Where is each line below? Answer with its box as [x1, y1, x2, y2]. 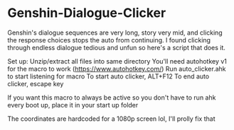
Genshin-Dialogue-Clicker [7, 5, 166, 21]
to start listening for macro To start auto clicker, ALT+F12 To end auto [7, 72, 210, 81]
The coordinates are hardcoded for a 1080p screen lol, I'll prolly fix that [7, 114, 216, 123]
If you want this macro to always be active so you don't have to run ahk [7, 93, 216, 102]
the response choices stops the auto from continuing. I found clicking [7, 35, 211, 44]
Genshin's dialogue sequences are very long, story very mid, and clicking [7, 28, 223, 37]
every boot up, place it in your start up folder [7, 100, 139, 109]
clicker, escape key [7, 79, 64, 88]
